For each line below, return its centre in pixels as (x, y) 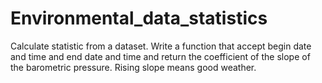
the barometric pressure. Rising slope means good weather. (133, 67)
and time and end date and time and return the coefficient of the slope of (160, 56)
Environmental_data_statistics (139, 18)
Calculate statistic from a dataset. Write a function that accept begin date (161, 46)
